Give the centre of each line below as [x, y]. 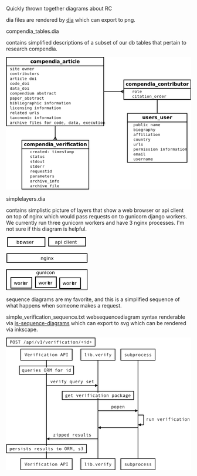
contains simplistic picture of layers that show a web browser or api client [95, 210]
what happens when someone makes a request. [64, 306]
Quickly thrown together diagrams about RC [59, 9]
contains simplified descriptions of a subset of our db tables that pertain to [96, 43]
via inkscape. [22, 330]
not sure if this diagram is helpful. [46, 229]
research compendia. [32, 49]
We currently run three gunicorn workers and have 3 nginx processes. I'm [95, 223]
